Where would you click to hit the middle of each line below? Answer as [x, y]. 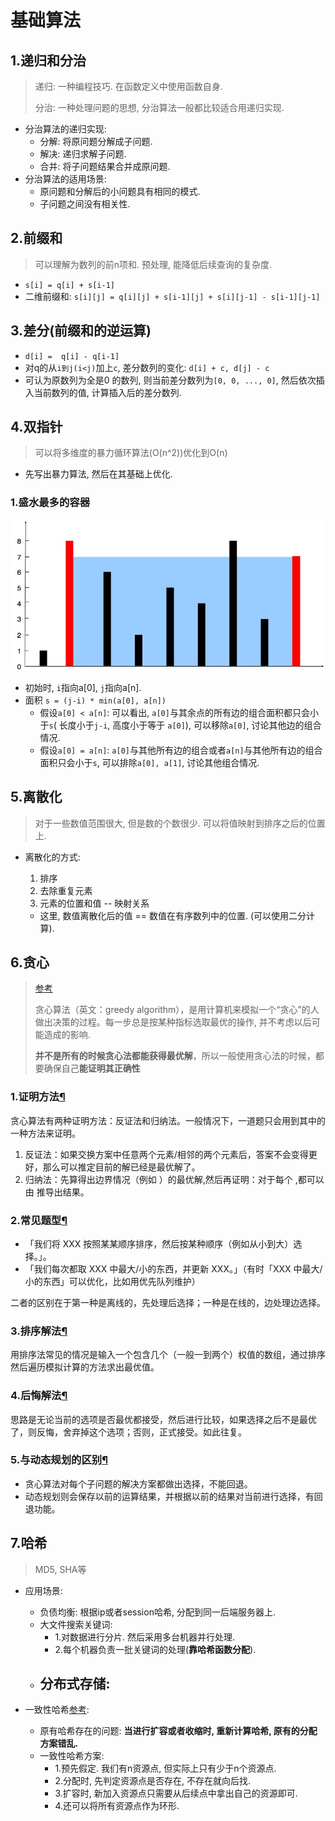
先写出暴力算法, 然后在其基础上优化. [98, 474]
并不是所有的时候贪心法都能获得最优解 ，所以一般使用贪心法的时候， [175, 1056]
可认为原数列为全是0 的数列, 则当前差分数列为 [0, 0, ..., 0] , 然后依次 [170, 380]
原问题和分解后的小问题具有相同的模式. [120, 191]
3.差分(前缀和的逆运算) [81, 331]
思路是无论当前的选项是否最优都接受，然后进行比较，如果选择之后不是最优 [163, 1419]
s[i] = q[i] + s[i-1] [69, 285]
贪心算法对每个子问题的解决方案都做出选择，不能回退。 [138, 1483]
